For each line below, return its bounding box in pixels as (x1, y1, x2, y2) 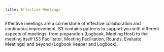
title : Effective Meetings (5, 7, 61, 12)
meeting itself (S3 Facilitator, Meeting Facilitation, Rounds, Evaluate (5, 36, 142, 42)
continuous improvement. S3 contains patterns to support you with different (5, 25, 159, 32)
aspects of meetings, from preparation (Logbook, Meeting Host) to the (5, 31, 148, 36)
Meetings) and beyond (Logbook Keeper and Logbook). (5, 41, 118, 47)
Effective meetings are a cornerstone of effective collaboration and (5, 20, 141, 26)
